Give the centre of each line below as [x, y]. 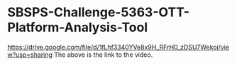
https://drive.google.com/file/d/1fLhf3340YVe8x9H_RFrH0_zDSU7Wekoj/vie [118, 47]
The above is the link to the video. [104, 55]
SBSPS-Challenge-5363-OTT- [99, 12]
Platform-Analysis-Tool [78, 27]
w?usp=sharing [30, 55]
